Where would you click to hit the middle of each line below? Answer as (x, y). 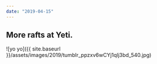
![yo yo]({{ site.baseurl (33, 49)
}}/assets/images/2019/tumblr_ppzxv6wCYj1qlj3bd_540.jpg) (79, 55)
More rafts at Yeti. (40, 35)
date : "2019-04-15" (30, 11)
